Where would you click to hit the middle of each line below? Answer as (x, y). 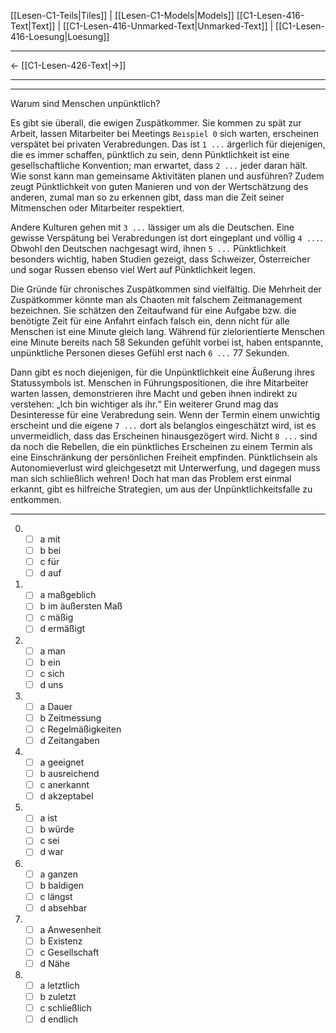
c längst (56, 896)
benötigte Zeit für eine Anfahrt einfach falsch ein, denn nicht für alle (150, 321)
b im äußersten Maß (81, 606)
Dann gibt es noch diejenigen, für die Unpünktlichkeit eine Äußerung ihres (162, 372)
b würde (57, 829)
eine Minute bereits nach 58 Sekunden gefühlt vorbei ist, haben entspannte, (167, 342)
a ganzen (59, 874)
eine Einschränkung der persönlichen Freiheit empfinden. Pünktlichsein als (164, 457)
